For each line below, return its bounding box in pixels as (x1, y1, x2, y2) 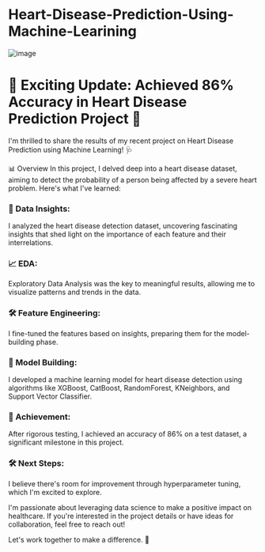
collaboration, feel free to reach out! (8, 520, 126, 529)
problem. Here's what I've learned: (8, 183, 121, 193)
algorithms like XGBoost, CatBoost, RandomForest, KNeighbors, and (8, 384, 230, 393)
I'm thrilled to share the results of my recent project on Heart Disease (8, 136, 234, 146)
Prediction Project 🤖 (8, 110, 142, 128)
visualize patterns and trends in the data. (8, 287, 142, 297)
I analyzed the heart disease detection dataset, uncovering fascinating (8, 221, 238, 231)
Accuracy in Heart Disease (8, 93, 187, 112)
